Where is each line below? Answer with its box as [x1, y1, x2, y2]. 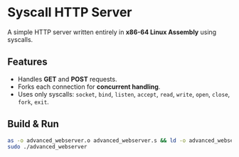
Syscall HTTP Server [7, 4, 132, 21]
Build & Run [7, 118, 59, 130]
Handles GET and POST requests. [17, 75, 117, 83]
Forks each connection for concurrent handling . [17, 82, 161, 91]
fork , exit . [17, 97, 50, 106]
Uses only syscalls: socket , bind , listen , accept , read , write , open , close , [17, 90, 230, 98]
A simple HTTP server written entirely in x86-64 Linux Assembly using [7, 28, 217, 36]
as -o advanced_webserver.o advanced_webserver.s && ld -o [7, 136, 186, 144]
